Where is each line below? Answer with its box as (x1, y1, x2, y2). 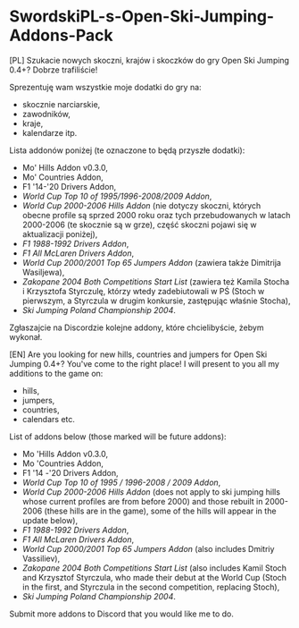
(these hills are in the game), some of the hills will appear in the (44, 505, 277, 516)
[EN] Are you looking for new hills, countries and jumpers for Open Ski (9, 349, 268, 360)
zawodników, (21, 108, 71, 119)
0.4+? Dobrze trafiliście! (9, 64, 98, 75)
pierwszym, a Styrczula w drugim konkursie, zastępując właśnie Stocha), (21, 295, 291, 306)
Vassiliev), (21, 553, 61, 564)
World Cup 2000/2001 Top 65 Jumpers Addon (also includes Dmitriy (21, 543, 275, 554)
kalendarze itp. (21, 127, 78, 138)
